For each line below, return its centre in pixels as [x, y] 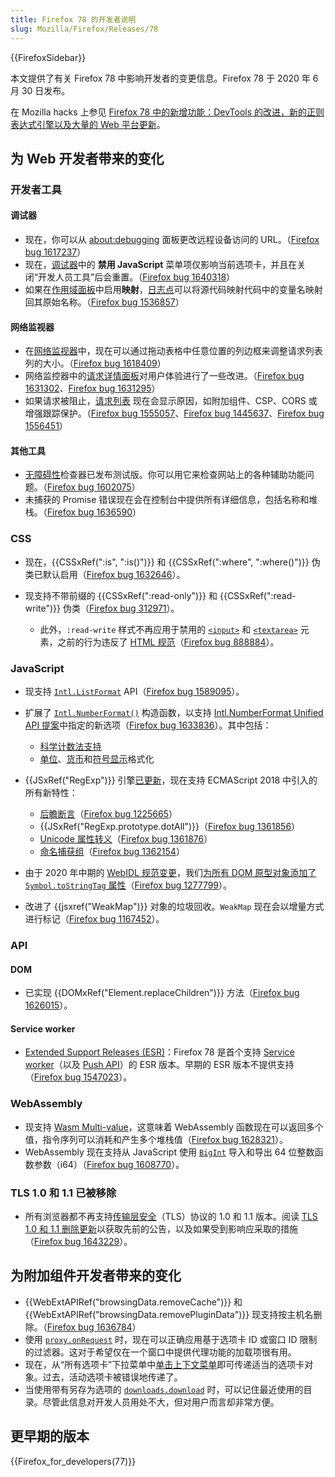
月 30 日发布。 [40, 90]
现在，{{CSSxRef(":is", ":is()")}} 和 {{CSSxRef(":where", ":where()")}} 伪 [172, 562]
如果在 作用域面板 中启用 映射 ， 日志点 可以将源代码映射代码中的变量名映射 [173, 290]
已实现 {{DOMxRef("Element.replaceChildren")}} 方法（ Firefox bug [162, 993]
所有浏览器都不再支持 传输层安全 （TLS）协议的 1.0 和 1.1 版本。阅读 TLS [171, 1216]
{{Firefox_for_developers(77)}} [73, 1461]
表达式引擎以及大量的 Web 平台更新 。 [88, 124]
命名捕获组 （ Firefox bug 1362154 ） [112, 852]
